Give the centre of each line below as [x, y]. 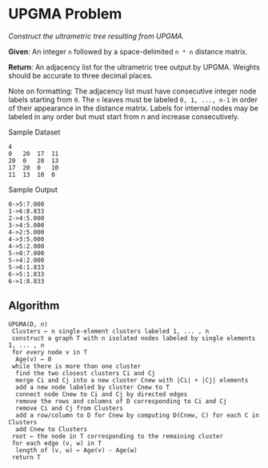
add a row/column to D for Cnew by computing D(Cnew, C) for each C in [138, 415]
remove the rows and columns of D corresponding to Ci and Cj [121, 401]
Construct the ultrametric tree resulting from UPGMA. [96, 36]
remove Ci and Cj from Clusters [70, 408]
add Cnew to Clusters [52, 429]
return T [26, 457]
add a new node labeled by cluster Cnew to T [93, 387]
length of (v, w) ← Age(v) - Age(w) [76, 450]
